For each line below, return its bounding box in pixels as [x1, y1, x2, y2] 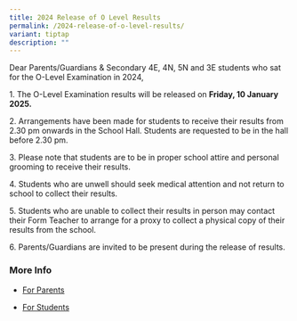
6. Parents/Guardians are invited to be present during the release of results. [9, 242, 286, 252]
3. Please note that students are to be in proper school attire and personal [9, 152, 280, 163]
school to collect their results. [9, 188, 118, 199]
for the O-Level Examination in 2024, [9, 72, 144, 83]
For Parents [21, 284, 65, 295]
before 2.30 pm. [9, 135, 68, 145]
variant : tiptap [9, 29, 69, 38]
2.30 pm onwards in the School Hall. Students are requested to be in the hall [9, 126, 289, 136]
